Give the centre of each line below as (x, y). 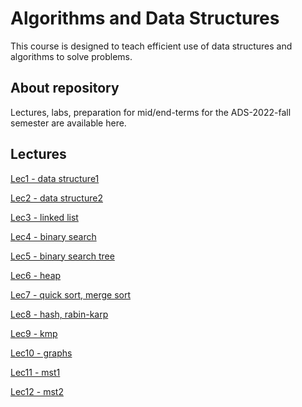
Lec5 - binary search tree (62, 256)
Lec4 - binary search (53, 236)
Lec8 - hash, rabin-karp (59, 314)
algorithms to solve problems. (71, 56)
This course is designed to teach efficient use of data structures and (151, 46)
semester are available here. (68, 123)
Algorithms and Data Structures (145, 18)
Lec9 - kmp (34, 333)
